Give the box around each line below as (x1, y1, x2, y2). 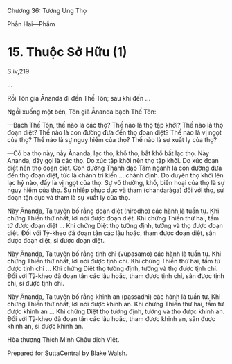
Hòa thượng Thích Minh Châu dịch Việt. (7, 335, 120, 343)
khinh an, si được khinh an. (7, 322, 84, 330)
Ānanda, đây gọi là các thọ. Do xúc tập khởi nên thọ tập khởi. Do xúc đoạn (7, 156, 220, 164)
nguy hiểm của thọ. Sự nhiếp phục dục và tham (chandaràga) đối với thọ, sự (7, 186, 224, 194)
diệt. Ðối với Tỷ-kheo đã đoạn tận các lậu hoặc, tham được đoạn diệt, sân (7, 229, 216, 237)
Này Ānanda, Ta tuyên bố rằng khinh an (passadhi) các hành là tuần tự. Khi (7, 292, 221, 301)
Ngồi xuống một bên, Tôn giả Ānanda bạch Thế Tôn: (7, 107, 157, 116)
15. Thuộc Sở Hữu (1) (7, 44, 127, 60)
